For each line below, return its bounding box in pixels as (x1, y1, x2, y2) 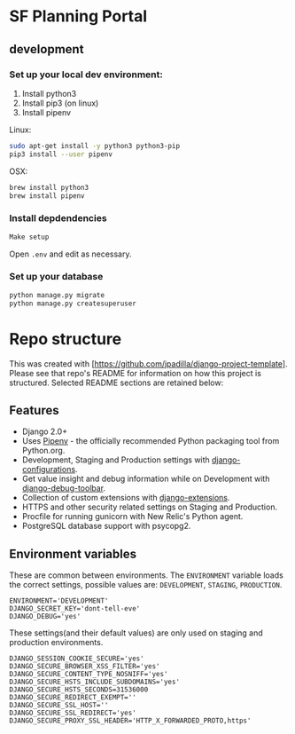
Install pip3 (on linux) (21, 98, 99, 108)
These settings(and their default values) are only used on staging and (9, 627, 263, 638)
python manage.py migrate (9, 290, 105, 299)
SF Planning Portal (9, 6, 148, 27)
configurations (21, 464, 76, 475)
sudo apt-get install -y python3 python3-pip (9, 141, 180, 150)
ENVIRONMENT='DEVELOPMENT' (9, 596, 109, 605)
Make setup (9, 233, 50, 241)
